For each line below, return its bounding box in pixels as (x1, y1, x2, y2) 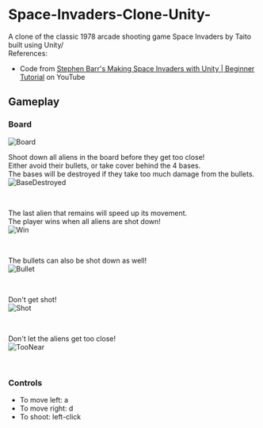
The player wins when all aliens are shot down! (8, 216, 161, 226)
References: (8, 48, 48, 58)
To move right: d (19, 403, 74, 413)
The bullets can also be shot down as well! (8, 256, 147, 265)
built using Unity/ (8, 40, 64, 49)
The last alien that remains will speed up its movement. (8, 208, 188, 218)
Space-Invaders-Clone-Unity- (8, 6, 212, 24)
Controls (8, 377, 43, 388)
